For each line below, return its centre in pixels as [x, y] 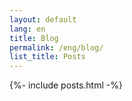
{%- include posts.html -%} [66, 85]
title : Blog [34, 38]
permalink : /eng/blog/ [56, 47]
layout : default [43, 19]
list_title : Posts [47, 57]
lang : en [27, 29]
